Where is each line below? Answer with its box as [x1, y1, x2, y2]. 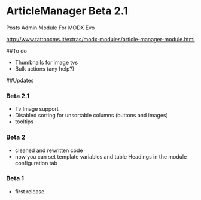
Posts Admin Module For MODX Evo [6, 24, 95, 31]
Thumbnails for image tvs [14, 59, 78, 66]
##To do [6, 47, 27, 54]
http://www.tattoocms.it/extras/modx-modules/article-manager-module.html [6, 35, 196, 43]
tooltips [14, 118, 34, 125]
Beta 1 [6, 174, 25, 183]
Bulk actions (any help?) [14, 65, 75, 72]
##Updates [6, 77, 34, 84]
